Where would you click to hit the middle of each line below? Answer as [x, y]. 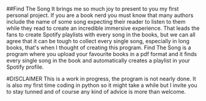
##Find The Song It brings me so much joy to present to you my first [93, 9]
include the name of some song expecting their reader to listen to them [96, 22]
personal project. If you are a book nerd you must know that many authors [100, 15]
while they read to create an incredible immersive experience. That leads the [103, 28]
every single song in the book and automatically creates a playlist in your [98, 61]
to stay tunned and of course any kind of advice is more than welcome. [96, 92]
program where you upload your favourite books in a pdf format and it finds [102, 54]
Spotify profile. [25, 67]
